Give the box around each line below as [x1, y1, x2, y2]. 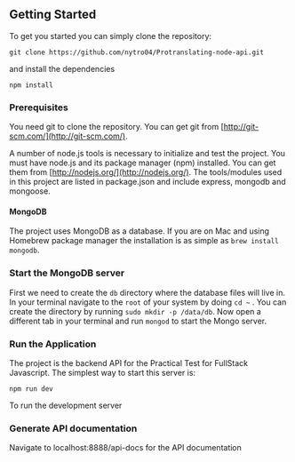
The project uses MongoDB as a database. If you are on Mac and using [9, 226, 269, 236]
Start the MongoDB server [9, 267, 125, 279]
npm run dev [9, 384, 53, 394]
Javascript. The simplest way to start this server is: [9, 367, 196, 378]
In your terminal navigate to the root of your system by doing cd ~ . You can [9, 297, 287, 307]
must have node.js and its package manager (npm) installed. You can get [9, 157, 276, 168]
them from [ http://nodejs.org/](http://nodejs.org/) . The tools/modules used [9, 167, 283, 178]
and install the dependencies [9, 63, 116, 74]
